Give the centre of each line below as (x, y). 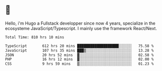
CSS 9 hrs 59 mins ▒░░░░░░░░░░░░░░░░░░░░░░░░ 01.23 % (79, 64)
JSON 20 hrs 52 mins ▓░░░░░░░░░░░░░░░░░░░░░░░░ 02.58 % (79, 55)
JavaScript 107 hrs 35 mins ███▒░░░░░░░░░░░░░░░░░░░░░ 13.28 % (79, 50)
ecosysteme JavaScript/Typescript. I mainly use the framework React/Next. (81, 28)
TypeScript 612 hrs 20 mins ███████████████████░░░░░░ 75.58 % (79, 46)
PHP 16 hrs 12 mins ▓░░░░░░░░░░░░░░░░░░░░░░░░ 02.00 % (79, 59)
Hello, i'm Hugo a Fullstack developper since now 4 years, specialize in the (80, 23)
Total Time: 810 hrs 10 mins (35, 37)
